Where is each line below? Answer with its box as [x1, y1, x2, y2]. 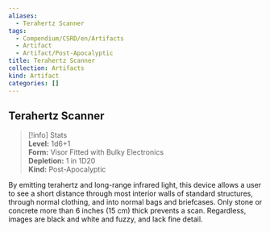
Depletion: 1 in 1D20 [27, 156, 96, 166]
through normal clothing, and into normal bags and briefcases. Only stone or [8, 197, 263, 207]
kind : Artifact [8, 72, 60, 80]
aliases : [8, 11, 38, 20]
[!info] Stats [27, 130, 68, 140]
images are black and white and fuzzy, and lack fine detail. [8, 214, 203, 224]
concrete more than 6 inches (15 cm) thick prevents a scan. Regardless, [8, 206, 247, 216]
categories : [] [8, 79, 60, 87]
